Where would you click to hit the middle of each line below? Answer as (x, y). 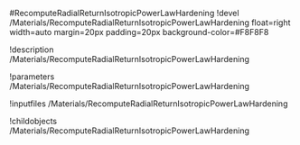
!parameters (32, 77)
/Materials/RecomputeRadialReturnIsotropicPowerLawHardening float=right (150, 23)
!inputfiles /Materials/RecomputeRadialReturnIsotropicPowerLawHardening (149, 104)
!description (32, 50)
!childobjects (33, 121)
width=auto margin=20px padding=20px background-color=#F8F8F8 (139, 32)
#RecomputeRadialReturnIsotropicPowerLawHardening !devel (124, 13)
